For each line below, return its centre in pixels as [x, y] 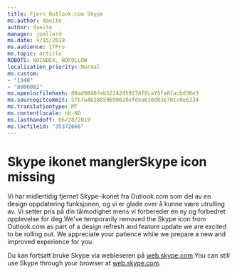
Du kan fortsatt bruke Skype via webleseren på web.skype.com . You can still [118, 255]
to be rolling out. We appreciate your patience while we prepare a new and [117, 234]
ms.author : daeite [35, 21]
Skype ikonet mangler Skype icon [107, 162]
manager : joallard [35, 34]
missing [31, 177]
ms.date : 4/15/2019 [36, 41]
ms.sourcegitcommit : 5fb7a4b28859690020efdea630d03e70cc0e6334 [103, 100]
